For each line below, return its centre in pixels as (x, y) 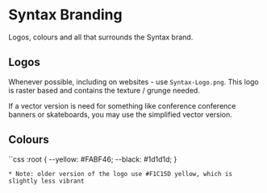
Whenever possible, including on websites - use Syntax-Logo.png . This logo (134, 81)
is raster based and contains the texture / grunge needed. (104, 90)
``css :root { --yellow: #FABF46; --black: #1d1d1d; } (93, 159)
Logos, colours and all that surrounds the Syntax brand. (101, 37)
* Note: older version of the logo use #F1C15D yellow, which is (120, 174)
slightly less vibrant (46, 181)
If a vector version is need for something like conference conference (122, 105)
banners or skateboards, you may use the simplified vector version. (120, 114)
